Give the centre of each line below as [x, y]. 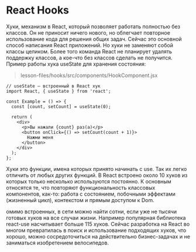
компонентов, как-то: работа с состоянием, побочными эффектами [91, 194]
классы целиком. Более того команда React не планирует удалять [89, 51]
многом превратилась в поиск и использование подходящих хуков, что [96, 230]
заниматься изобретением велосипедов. [58, 243]
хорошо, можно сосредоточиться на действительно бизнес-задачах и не [98, 236]
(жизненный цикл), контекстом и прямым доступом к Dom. [80, 200]
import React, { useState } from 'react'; [59, 91]
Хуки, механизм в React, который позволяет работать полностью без [93, 26]
